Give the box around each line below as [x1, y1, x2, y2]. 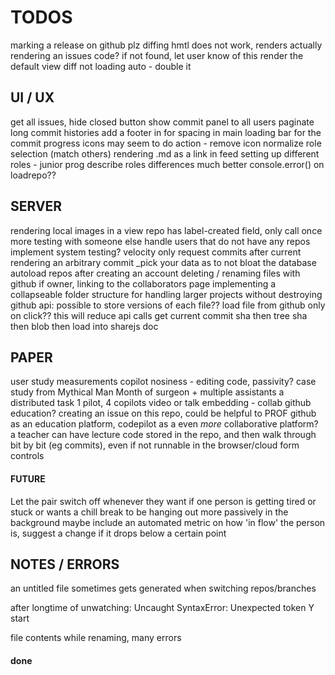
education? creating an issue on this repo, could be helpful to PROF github [10, 407, 317, 420]
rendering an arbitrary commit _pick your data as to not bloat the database [10, 256, 317, 268]
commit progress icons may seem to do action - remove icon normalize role [10, 137, 322, 149]
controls [10, 450, 45, 462]
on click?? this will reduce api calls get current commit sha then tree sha [10, 309, 308, 321]
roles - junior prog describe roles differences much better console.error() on [10, 158, 325, 170]
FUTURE [10, 472, 46, 485]
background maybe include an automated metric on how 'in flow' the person [10, 516, 326, 528]
